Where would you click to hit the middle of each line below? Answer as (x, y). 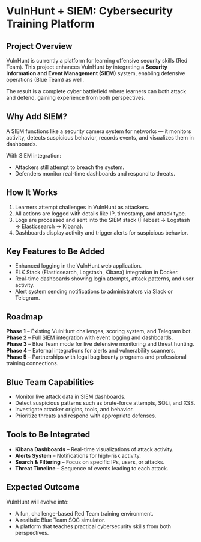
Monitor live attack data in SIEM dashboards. (70, 397)
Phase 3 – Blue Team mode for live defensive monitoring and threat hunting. (100, 344)
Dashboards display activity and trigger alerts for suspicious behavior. (101, 232)
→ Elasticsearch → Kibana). (49, 226)
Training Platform (50, 24)
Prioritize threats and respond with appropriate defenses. (85, 416)
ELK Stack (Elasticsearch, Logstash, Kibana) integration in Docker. (97, 273)
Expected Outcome (43, 488)
